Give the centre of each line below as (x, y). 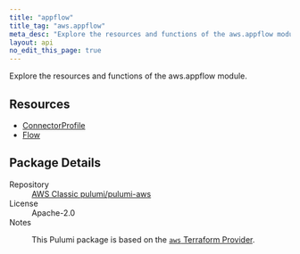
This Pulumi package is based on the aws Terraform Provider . (143, 239)
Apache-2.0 (54, 213)
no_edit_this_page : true (55, 51)
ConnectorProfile (54, 125)
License (24, 203)
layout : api (31, 42)
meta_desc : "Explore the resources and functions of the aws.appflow (142, 34)
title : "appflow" (42, 17)
